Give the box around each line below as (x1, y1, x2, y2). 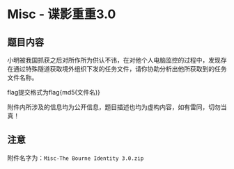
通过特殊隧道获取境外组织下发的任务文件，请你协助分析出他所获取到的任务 (13, 65, 227, 73)
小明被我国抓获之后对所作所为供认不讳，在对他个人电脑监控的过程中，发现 (7, 56, 221, 64)
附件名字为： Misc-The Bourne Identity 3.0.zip (7, 154, 144, 162)
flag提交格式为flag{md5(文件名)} (7, 88, 101, 96)
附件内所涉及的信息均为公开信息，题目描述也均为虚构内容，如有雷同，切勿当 (7, 103, 227, 111)
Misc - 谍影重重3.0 (7, 6, 116, 22)
